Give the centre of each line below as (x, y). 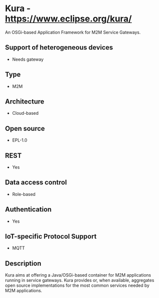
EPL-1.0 (20, 140)
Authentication (28, 210)
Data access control (36, 183)
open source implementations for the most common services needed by (77, 285)
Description (23, 263)
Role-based (24, 194)
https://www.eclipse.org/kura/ (69, 19)
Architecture (25, 101)
